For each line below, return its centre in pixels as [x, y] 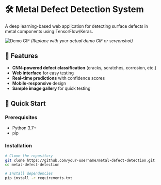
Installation [19, 146]
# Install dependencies [29, 174]
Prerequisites [21, 118]
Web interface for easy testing [43, 73]
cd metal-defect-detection [32, 165]
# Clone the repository [29, 156]
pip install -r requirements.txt [39, 178]
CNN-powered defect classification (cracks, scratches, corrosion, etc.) [84, 67]
